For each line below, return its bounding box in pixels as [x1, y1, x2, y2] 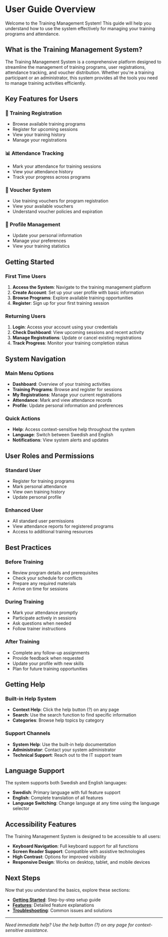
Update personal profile [12, 494, 61, 500]
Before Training [5, 558, 44, 565]
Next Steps [5, 874, 40, 882]
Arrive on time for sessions [12, 585, 68, 592]
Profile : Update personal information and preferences [12, 403, 123, 408]
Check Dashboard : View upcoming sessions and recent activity [12, 329, 144, 335]
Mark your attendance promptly [12, 610, 78, 616]
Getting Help [5, 680, 45, 688]
